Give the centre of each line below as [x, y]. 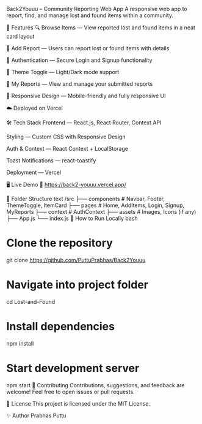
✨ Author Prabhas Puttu [36, 415]
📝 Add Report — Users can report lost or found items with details [88, 48]
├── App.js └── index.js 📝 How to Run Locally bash [72, 218]
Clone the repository [60, 243]
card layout [20, 36]
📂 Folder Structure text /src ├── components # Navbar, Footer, [86, 199]
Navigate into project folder [77, 285]
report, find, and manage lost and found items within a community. [90, 15]
